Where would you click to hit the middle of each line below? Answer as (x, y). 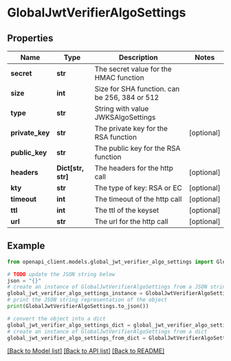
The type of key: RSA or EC (138, 188)
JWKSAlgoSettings (125, 117)
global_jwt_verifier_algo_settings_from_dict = (77, 338)
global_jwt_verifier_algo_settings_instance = (75, 293)
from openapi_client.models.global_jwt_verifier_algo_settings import (110, 262)
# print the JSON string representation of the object (87, 300)
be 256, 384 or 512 (127, 97)
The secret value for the (133, 69)
